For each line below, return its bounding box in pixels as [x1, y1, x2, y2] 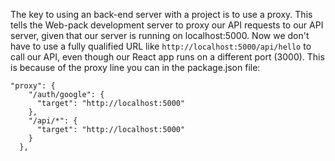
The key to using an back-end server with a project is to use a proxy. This [10, 9, 313, 20]
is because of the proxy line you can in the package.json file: [10, 62, 261, 73]
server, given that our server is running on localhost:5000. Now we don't [10, 30, 310, 41]
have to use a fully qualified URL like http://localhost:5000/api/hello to [10, 40, 312, 52]
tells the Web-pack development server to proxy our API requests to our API [10, 19, 324, 31]
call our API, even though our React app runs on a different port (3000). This [10, 51, 325, 63]
